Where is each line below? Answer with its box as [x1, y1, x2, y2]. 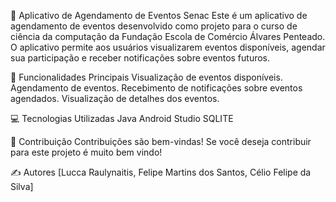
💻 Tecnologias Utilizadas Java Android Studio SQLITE [10, 113, 234, 124]
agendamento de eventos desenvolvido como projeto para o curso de [10, 20, 298, 32]
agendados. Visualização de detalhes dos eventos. [10, 93, 220, 104]
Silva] [10, 181, 34, 192]
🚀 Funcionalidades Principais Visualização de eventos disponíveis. [10, 71, 283, 83]
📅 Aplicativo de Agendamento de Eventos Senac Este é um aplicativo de [10, 10, 308, 21]
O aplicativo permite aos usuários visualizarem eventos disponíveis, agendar [10, 41, 326, 53]
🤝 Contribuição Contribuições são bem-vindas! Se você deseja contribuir [10, 136, 312, 147]
